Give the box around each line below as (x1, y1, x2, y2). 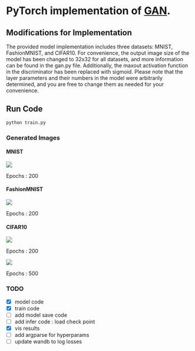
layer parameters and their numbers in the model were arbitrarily (6, 75, 163, 81)
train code (14, 304, 40, 312)
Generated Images (6, 134, 60, 142)
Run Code (6, 104, 43, 114)
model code (14, 298, 44, 305)
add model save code (14, 311, 68, 319)
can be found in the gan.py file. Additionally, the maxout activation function (6, 62, 189, 69)
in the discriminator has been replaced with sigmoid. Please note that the (6, 68, 183, 75)
